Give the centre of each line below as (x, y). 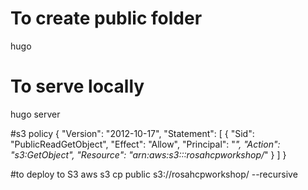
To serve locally (77, 86)
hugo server (35, 114)
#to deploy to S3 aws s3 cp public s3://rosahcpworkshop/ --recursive (154, 174)
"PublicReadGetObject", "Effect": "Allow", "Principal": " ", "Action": (145, 144)
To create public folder (106, 18)
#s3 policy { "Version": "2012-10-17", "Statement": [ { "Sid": (132, 133)
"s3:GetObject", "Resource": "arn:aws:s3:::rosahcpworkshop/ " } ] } (148, 154)
